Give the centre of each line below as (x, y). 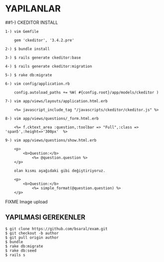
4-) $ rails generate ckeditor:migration (49, 66)
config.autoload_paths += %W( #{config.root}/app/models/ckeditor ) (86, 92)
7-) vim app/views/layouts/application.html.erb (56, 101)
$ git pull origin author (32, 237)
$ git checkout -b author (32, 233)
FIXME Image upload (27, 201)
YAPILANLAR (33, 9)
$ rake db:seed (21, 251)
